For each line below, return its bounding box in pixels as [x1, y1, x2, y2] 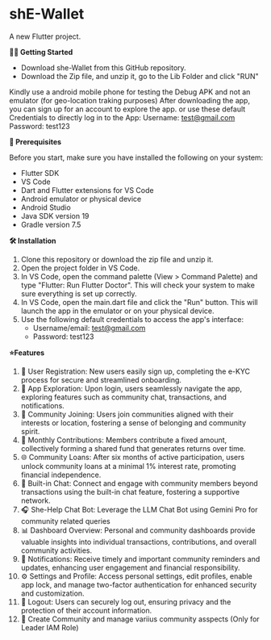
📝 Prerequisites [9, 136, 62, 146]
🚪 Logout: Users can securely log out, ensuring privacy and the [20, 596, 231, 606]
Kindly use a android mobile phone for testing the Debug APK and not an [9, 86, 251, 97]
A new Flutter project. [9, 31, 81, 41]
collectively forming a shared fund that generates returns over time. [20, 443, 246, 453]
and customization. [20, 588, 85, 598]
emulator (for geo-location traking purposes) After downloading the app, [9, 95, 251, 105]
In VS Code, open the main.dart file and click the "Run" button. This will [20, 297, 259, 307]
